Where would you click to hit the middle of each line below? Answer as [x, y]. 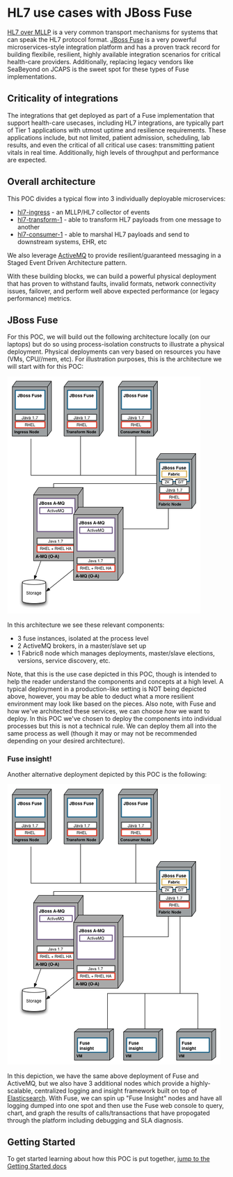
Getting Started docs [37, 1167]
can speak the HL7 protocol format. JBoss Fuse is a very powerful [102, 39]
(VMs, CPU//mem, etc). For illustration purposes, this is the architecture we [115, 359]
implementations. [32, 76]
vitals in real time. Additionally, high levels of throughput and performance [113, 152]
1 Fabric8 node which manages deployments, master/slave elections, [116, 653]
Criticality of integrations [63, 99]
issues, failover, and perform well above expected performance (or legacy [113, 291]
